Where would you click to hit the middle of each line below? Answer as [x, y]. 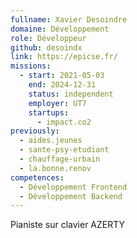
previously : [35, 131]
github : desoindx [46, 47]
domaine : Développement [60, 29]
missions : [31, 66]
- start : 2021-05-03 [62, 76]
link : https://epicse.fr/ [64, 57]
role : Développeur [48, 38]
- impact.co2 [64, 122]
